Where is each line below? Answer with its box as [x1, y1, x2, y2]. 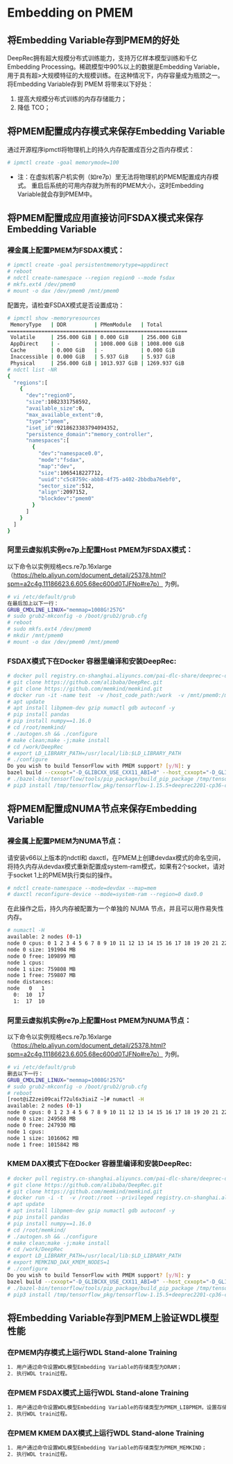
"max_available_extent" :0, [25, 411, 104, 418]
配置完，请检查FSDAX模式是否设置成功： [7, 300, 125, 309]
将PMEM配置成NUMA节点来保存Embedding [7, 803, 198, 815]
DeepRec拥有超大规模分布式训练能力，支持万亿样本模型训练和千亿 [7, 54, 198, 62]
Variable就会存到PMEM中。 [17, 189, 96, 198]
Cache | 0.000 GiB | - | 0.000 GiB [10, 347, 175, 354]
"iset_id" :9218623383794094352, [25, 424, 119, 431]
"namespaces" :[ [25, 437, 70, 445]
